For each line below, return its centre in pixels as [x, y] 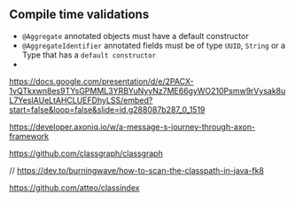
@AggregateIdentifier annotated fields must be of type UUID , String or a [154, 45]
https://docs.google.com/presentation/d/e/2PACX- [102, 81]
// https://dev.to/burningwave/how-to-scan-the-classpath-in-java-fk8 [136, 170]
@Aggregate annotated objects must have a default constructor [136, 35]
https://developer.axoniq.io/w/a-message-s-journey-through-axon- [132, 127]
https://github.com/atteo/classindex [74, 187]
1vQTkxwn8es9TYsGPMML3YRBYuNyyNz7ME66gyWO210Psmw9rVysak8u [147, 90]
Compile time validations [79, 15]
